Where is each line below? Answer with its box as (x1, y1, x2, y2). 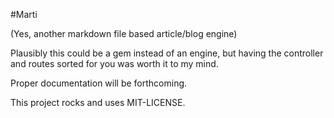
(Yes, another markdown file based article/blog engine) (10, 28, 238, 39)
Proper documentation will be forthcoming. (10, 77, 188, 89)
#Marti (10, 9, 38, 20)
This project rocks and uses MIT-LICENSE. (10, 97, 186, 108)
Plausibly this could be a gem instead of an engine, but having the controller (10, 47, 324, 59)
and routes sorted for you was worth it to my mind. (10, 58, 219, 69)
